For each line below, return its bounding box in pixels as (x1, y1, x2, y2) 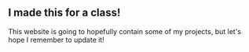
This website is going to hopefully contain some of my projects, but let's (8, 26, 242, 36)
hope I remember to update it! (8, 35, 104, 44)
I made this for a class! (8, 6, 121, 19)
